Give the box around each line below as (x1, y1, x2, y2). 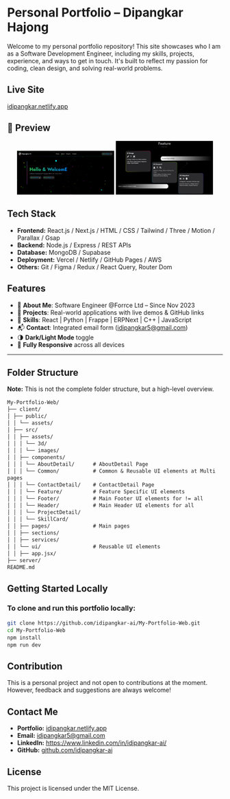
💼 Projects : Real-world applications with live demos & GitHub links (16, 308, 205, 317)
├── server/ (7, 557, 41, 564)
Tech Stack (7, 208, 56, 220)
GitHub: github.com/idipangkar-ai (16, 746, 113, 754)
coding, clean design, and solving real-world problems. (7, 64, 163, 72)
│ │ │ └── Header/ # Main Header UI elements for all (7, 502, 194, 509)
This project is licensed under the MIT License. (7, 784, 140, 792)
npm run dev (7, 641, 41, 649)
